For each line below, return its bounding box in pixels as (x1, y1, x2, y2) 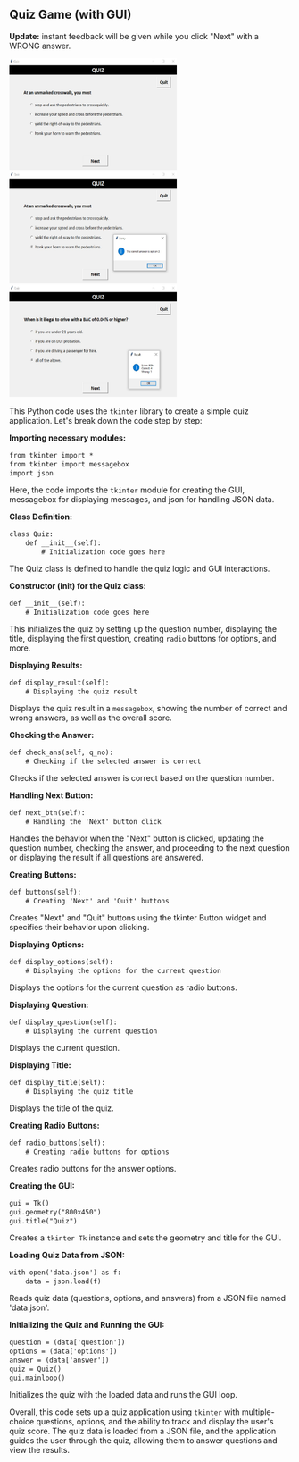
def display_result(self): (9, 678, 110, 687)
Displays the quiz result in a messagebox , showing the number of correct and (9, 702, 287, 713)
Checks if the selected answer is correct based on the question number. (9, 772, 275, 783)
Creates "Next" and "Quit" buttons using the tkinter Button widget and (9, 912, 267, 923)
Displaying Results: (9, 660, 83, 670)
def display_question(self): (9, 1018, 118, 1027)
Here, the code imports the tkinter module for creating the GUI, (9, 484, 245, 495)
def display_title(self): (9, 1078, 105, 1087)
